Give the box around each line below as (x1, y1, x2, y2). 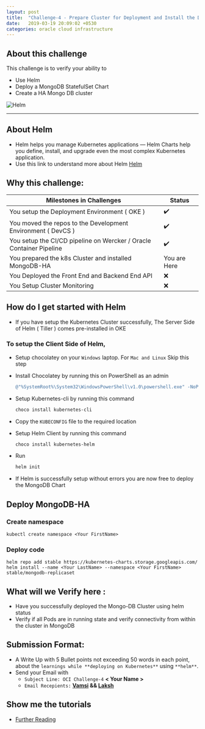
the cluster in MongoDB (15, 622, 75, 630)
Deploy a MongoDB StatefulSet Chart (15, 83, 109, 90)
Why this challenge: (6, 178, 84, 188)
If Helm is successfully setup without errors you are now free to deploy (15, 475, 194, 482)
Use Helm (15, 77, 40, 84)
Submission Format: (6, 639, 85, 650)
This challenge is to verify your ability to (6, 65, 107, 72)
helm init (15, 464, 41, 470)
